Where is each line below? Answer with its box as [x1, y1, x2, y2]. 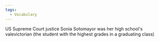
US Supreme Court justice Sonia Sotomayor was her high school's [5, 25, 143, 31]
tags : [5, 7, 17, 12]
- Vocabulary [10, 12, 37, 17]
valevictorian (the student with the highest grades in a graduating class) [5, 31, 155, 37]
